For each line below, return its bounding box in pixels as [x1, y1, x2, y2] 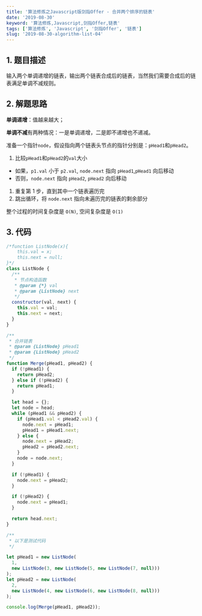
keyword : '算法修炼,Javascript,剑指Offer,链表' [6, 20, 120, 26]
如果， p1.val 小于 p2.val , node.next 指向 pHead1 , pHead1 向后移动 [14, 167, 174, 174]
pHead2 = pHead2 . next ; [22, 444, 79, 450]
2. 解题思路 [6, 99, 47, 109]
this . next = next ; [17, 310, 63, 316]
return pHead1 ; [17, 383, 55, 389]
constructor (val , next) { [11, 299, 77, 306]
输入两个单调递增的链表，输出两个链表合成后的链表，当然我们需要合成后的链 [6, 72, 196, 79]
